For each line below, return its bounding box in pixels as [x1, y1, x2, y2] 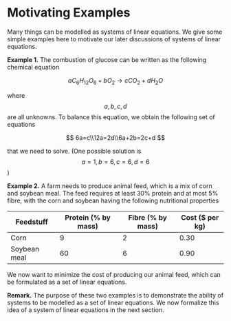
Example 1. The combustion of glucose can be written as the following [7, 55, 207, 63]
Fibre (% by [128, 212, 167, 222]
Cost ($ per [181, 212, 219, 222]
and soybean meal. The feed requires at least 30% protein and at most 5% [7, 189, 219, 197]
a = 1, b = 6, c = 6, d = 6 [81, 157, 150, 166]
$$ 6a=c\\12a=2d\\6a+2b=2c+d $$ [66, 133, 165, 142]
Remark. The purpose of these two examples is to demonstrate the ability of [7, 291, 224, 299]
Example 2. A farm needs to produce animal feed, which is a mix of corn [7, 181, 212, 190]
